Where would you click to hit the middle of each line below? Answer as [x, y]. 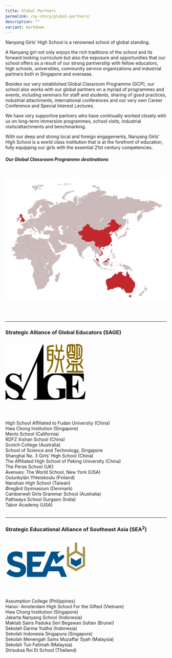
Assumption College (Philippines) [40, 601]
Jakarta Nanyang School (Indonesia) [44, 617]
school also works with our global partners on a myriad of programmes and [85, 89]
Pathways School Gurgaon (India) [41, 499]
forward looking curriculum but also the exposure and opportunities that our [85, 58]
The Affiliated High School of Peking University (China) [63, 461]
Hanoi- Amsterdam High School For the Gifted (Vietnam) [65, 606]
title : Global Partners [31, 11]
